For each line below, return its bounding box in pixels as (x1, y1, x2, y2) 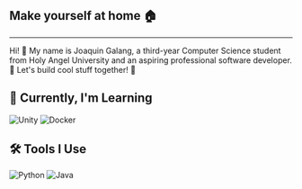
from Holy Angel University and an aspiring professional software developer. (9, 54, 292, 66)
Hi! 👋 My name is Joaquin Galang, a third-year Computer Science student (9, 45, 281, 56)
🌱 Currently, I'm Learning (9, 90, 153, 106)
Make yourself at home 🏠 (9, 8, 157, 23)
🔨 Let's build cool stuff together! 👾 (9, 64, 137, 75)
